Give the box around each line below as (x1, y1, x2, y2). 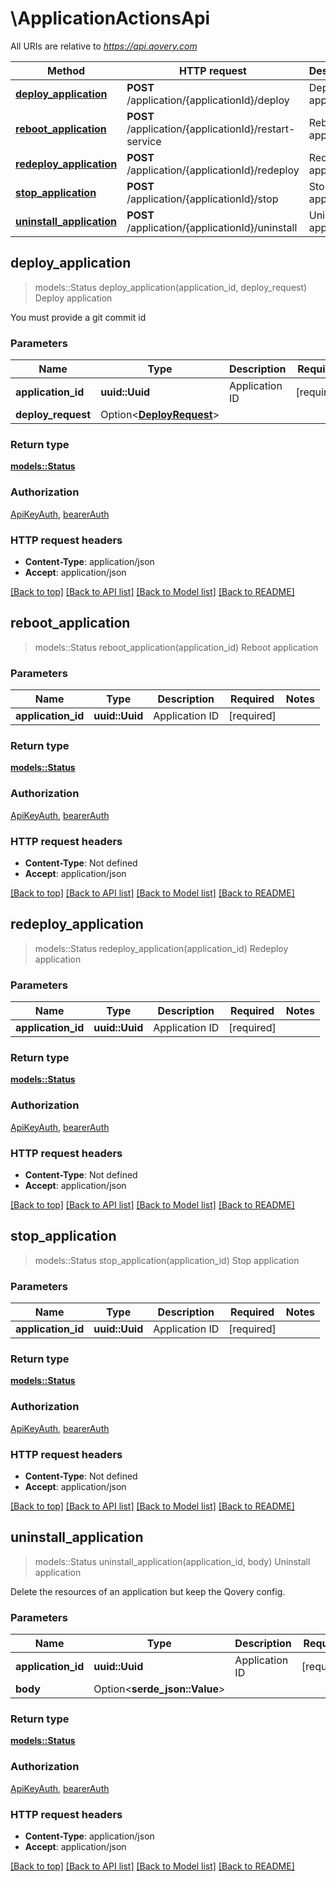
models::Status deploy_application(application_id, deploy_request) (34, 281, 308, 293)
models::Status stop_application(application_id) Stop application (34, 1254, 300, 1266)
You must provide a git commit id (10, 311, 147, 323)
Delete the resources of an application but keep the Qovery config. (10, 1585, 286, 1597)
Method (46, 63, 86, 77)
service (126, 134, 162, 148)
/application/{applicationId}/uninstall (126, 220, 298, 234)
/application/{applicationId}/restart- (126, 122, 296, 136)
